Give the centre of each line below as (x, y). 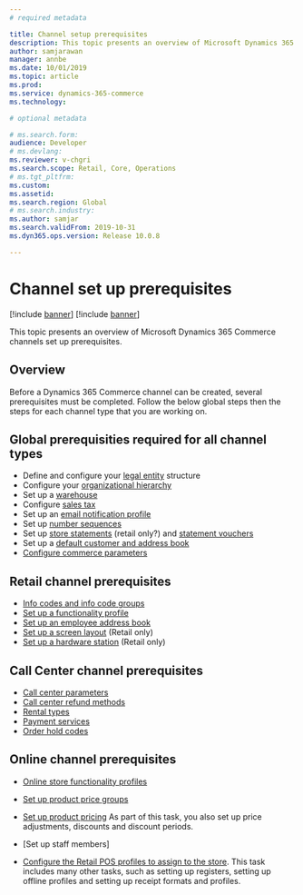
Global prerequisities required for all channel (138, 439)
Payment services (56, 721)
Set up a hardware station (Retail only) (94, 642)
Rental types (46, 711)
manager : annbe (38, 60)
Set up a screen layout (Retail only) (88, 632)
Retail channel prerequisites (90, 581)
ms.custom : (30, 185)
